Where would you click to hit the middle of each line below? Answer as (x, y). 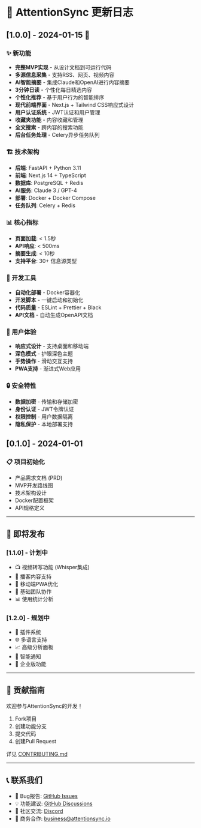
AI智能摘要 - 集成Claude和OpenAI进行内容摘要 (72, 82)
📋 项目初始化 (25, 462)
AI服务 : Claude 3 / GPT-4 (46, 190)
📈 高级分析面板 (34, 647)
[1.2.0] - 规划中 (28, 618)
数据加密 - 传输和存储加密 (47, 402)
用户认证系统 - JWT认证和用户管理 (57, 112)
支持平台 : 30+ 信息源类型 (46, 261)
